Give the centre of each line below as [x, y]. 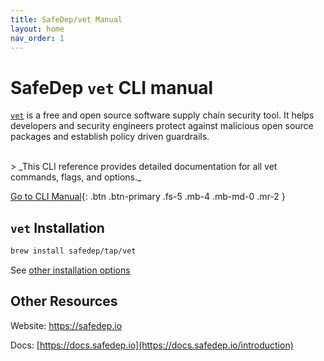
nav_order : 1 [37, 38]
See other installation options [70, 270]
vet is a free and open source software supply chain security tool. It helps [162, 115]
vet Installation [57, 227]
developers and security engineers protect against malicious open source [162, 126]
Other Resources [64, 301]
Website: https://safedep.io [66, 325]
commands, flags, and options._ [76, 177]
